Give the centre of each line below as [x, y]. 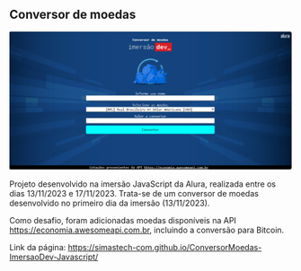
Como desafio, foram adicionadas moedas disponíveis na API [123, 221]
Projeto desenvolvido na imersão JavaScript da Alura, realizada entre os [143, 184]
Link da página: [38, 248]
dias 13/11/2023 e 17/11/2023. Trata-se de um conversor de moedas [134, 194]
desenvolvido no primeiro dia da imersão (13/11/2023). [110, 203]
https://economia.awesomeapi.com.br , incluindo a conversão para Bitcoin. [147, 230]
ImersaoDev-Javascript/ [54, 257]
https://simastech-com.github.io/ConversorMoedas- [165, 248]
